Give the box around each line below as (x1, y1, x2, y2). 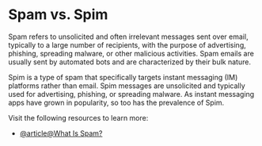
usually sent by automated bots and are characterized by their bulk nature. (8, 57, 252, 67)
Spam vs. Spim (8, 6, 108, 24)
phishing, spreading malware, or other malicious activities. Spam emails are (8, 48, 255, 58)
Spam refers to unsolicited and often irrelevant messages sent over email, (8, 32, 249, 41)
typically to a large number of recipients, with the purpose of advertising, (8, 40, 247, 49)
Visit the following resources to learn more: (8, 113, 149, 122)
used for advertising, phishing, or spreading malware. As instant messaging (8, 89, 255, 98)
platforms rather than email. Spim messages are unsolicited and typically (8, 81, 245, 90)
